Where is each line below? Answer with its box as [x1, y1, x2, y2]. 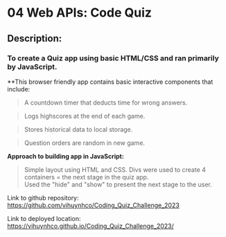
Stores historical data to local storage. [24, 125, 133, 133]
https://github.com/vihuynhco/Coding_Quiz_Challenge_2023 [7, 201, 180, 209]
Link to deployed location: [7, 214, 81, 222]
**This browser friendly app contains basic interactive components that [7, 78, 214, 86]
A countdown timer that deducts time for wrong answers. [24, 98, 188, 107]
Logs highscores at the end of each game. [24, 112, 146, 120]
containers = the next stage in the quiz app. [24, 173, 149, 181]
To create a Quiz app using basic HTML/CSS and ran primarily [7, 53, 220, 63]
